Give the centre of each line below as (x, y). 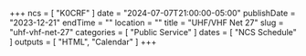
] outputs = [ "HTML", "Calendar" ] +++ (83, 42)
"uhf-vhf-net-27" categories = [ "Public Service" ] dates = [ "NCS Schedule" (153, 32)
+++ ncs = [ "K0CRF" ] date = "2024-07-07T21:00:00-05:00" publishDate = (153, 13)
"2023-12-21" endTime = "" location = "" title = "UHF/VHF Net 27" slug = (147, 23)
